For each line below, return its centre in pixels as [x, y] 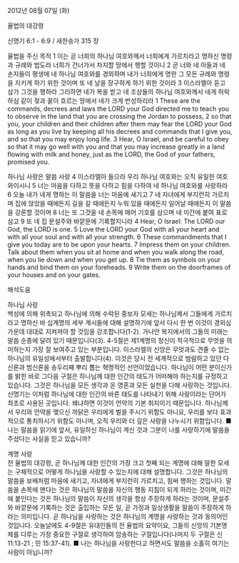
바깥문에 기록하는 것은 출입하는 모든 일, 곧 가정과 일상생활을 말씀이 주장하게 [119, 507]
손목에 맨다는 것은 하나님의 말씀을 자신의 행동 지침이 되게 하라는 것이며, [119, 489]
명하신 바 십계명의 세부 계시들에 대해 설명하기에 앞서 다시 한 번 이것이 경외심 [126, 323]
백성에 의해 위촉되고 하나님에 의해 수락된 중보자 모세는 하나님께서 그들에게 [110, 314]
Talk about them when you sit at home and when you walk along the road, [116, 252]
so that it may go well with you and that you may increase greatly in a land [116, 146]
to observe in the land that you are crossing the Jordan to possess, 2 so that [119, 116]
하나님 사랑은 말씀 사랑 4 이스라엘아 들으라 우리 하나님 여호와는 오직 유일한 [111, 176]
